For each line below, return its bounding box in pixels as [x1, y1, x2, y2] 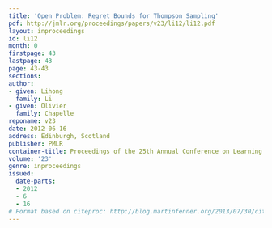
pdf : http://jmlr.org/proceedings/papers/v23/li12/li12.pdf [8, 19, 216, 27]
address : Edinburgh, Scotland [8, 132, 111, 140]
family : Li [15, 95, 53, 103]
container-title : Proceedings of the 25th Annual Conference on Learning [8, 147, 263, 155]
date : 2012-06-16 [8, 125, 67, 133]
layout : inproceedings [8, 27, 85, 35]
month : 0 [8, 42, 38, 50]
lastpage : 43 [8, 57, 53, 65]
